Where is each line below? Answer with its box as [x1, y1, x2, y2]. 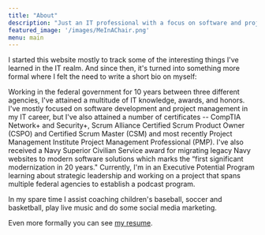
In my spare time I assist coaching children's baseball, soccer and [8, 195, 222, 204]
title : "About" [8, 11, 58, 20]
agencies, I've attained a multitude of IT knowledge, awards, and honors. [8, 95, 245, 105]
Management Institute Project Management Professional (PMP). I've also [8, 137, 244, 147]
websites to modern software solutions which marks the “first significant [8, 155, 244, 164]
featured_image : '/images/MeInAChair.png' [8, 26, 150, 34]
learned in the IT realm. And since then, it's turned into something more [8, 64, 241, 73]
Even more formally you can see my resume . [8, 218, 153, 228]
